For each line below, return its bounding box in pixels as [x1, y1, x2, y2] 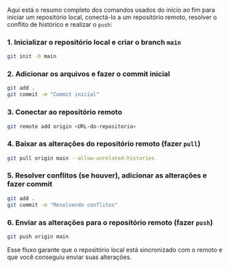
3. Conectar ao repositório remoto [7, 108, 122, 117]
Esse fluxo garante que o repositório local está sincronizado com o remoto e [7, 245, 223, 254]
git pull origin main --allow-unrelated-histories [7, 154, 155, 162]
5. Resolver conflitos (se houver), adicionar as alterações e [7, 171, 207, 180]
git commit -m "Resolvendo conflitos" [7, 202, 118, 208]
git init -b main [7, 53, 57, 60]
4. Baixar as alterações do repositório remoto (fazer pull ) [7, 139, 201, 149]
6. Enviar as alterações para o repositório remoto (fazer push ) [7, 217, 213, 227]
